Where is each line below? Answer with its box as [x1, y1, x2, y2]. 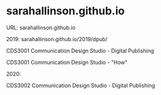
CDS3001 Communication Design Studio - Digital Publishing [6, 47, 154, 54]
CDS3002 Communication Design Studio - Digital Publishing [6, 82, 155, 89]
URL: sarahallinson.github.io [6, 24, 76, 31]
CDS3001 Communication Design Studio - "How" [6, 59, 128, 66]
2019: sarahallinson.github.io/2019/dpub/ [6, 35, 108, 42]
